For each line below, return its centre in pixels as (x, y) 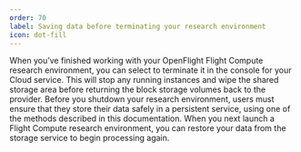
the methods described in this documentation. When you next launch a (142, 118)
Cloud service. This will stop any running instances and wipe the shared (144, 80)
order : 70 (28, 18)
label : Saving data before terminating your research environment (138, 26)
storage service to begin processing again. (90, 138)
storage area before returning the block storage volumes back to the (138, 90)
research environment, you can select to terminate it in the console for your (150, 70)
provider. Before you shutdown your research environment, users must (142, 99)
